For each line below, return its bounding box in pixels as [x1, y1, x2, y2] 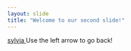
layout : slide [7, 10, 50, 17]
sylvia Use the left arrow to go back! [7, 36, 113, 44]
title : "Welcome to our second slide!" [7, 17, 125, 24]
